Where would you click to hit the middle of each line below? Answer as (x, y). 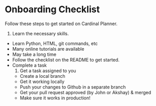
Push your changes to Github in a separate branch (73, 87)
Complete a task (29, 65)
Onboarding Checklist (52, 9)
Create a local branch (42, 76)
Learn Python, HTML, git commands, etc (55, 43)
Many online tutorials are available (48, 49)
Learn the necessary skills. (40, 33)
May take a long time (34, 54)
